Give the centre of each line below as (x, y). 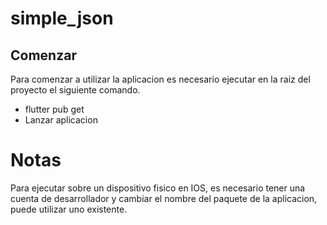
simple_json (62, 18)
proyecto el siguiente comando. (75, 90)
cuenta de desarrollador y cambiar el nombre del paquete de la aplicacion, (164, 198)
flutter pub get (54, 109)
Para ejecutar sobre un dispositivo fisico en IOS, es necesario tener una (158, 188)
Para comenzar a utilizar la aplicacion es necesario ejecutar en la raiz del (160, 79)
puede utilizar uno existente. (69, 209)
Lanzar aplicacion (61, 120)
